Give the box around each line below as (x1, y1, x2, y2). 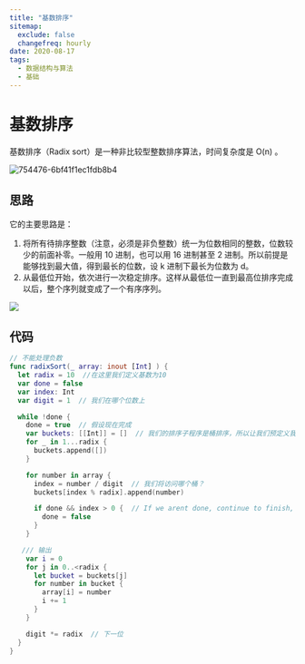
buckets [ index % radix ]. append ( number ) (33, 487, 184, 497)
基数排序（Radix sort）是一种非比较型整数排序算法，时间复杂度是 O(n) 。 (9, 146, 283, 157)
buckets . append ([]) (33, 446, 107, 455)
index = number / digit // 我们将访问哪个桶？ (33, 479, 205, 488)
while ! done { (17, 412, 71, 422)
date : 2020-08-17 (9, 47, 75, 56)
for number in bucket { (33, 580, 124, 589)
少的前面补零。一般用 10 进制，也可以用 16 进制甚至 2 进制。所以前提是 (22, 249, 289, 259)
